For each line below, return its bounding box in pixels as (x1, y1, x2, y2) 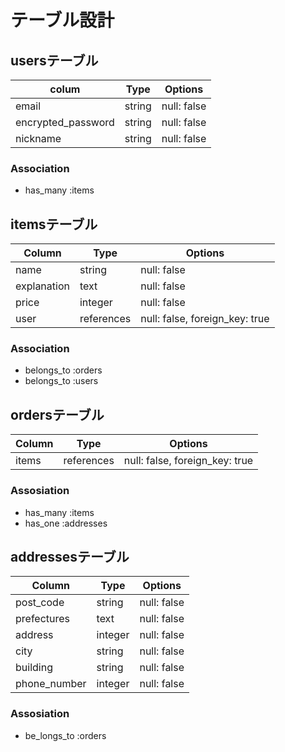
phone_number (15, 677, 87, 691)
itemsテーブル (10, 216, 98, 233)
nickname (15, 132, 62, 145)
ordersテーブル (10, 406, 105, 423)
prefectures (15, 612, 71, 626)
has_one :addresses (24, 517, 108, 529)
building (15, 661, 53, 675)
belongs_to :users (24, 375, 99, 387)
